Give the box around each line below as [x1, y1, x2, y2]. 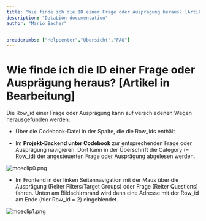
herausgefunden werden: [6, 116, 71, 123]
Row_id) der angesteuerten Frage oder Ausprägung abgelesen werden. [15, 152, 196, 160]
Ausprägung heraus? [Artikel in [6, 76, 170, 90]
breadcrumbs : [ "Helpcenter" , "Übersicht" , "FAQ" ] [6, 37, 131, 43]
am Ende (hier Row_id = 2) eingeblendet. [15, 196, 118, 203]
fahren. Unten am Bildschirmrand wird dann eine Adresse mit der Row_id [15, 189, 199, 197]
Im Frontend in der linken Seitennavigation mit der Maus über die [15, 176, 179, 184]
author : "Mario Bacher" [6, 20, 67, 26]
